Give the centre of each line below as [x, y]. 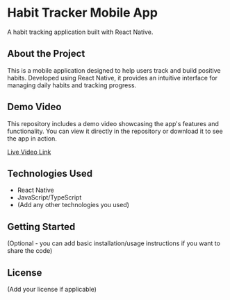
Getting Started [41, 227]
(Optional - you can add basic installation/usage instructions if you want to [114, 243]
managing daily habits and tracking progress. [72, 85]
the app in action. [32, 138]
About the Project [46, 54]
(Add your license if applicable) [52, 289]
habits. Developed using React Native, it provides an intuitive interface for [112, 78]
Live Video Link [29, 152]
